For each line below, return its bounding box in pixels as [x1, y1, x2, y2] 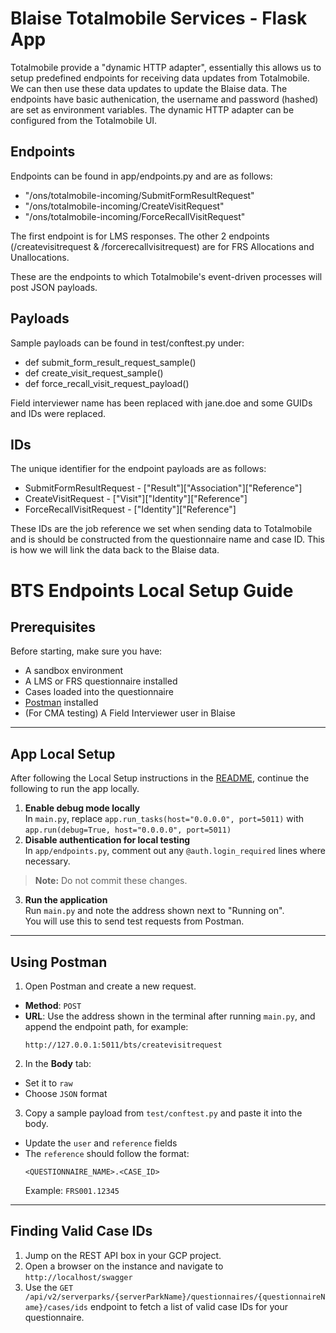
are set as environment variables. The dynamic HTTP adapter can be [10, 103, 295, 116]
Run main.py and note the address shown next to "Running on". [24, 905, 285, 917]
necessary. [24, 855, 71, 867]
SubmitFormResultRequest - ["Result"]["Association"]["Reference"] [24, 482, 303, 494]
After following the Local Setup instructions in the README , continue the [10, 772, 310, 784]
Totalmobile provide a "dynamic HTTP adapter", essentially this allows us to [10, 61, 322, 73]
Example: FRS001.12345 [24, 1185, 120, 1196]
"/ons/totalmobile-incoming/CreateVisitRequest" [24, 200, 225, 212]
